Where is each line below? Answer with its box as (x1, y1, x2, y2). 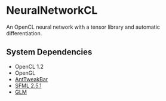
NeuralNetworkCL (6, 4, 98, 17)
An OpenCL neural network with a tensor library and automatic (6, 23, 160, 30)
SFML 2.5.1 (14, 82, 42, 89)
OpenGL (14, 69, 36, 76)
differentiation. (6, 29, 42, 36)
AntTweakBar (14, 75, 48, 82)
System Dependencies (6, 47, 93, 57)
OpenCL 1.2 (14, 63, 44, 70)
